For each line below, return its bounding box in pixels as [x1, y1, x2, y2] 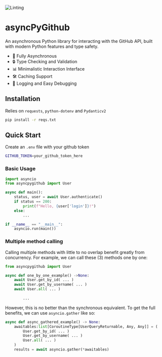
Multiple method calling [5, 238, 63, 245]
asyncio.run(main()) [14, 226, 56, 231]
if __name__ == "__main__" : [5, 222, 63, 227]
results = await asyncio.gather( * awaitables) [14, 347, 110, 352]
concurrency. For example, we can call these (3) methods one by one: [5, 254, 148, 260]
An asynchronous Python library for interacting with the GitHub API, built [5, 38, 153, 44]
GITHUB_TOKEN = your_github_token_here [5, 153, 83, 159]
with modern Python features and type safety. [5, 43, 99, 49]
